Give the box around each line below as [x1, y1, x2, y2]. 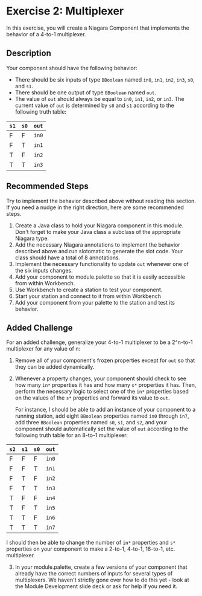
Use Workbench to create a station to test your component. [14, 286, 163, 293]
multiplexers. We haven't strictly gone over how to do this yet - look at [14, 576, 189, 584]
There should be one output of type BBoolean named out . [14, 89, 157, 96]
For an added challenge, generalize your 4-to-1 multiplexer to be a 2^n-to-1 [6, 338, 193, 346]
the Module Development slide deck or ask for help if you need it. [14, 583, 178, 590]
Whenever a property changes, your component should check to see [14, 375, 187, 382]
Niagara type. [14, 235, 49, 242]
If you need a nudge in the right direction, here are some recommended [6, 204, 184, 211]
